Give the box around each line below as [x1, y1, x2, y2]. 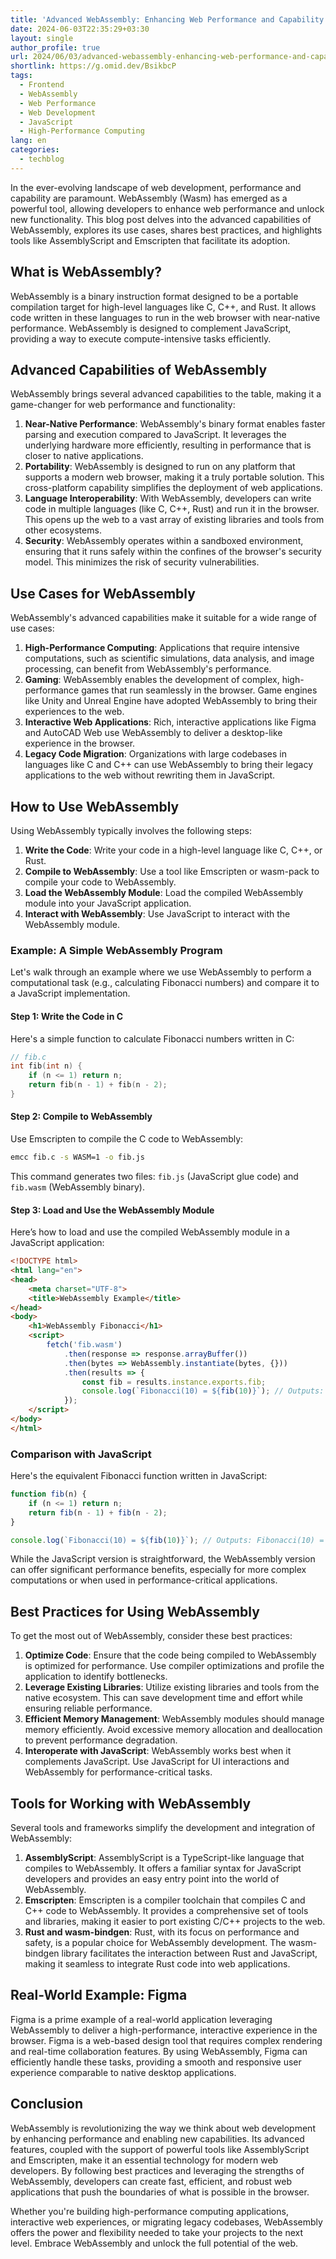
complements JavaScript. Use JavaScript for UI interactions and [24, 1756, 290, 1768]
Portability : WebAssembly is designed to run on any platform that [24, 461, 296, 473]
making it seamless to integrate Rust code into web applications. [24, 1958, 291, 1970]
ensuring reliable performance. [24, 1702, 153, 1715]
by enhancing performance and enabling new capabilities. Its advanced [10, 2132, 305, 2145]
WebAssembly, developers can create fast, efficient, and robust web [10, 2175, 293, 2187]
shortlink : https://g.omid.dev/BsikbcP [10, 61, 177, 71]
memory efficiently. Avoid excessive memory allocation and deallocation [24, 1724, 323, 1736]
